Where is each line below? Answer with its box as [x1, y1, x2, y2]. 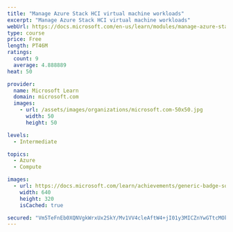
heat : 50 [7, 68, 33, 75]
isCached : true [19, 202, 64, 208]
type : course [7, 29, 45, 37]
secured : [7, 214, 33, 222]
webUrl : [7, 23, 30, 30]
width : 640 [19, 188, 51, 196]
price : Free [7, 36, 42, 43]
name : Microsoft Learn [13, 87, 79, 94]
